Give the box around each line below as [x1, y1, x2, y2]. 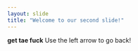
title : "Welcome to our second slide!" [7, 17, 125, 24]
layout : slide [7, 10, 49, 17]
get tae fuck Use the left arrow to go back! [7, 36, 132, 44]
